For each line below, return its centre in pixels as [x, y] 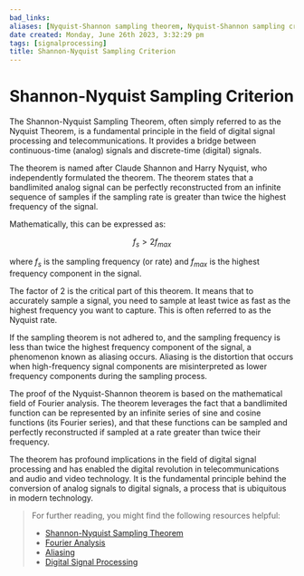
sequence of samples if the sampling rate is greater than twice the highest [148, 197]
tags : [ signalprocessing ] [58, 43]
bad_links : [30, 18]
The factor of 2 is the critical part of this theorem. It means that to [132, 290]
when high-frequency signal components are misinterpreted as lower [138, 366]
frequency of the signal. [54, 207]
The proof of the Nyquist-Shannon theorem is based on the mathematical [146, 393]
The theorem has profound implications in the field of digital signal [133, 459]
